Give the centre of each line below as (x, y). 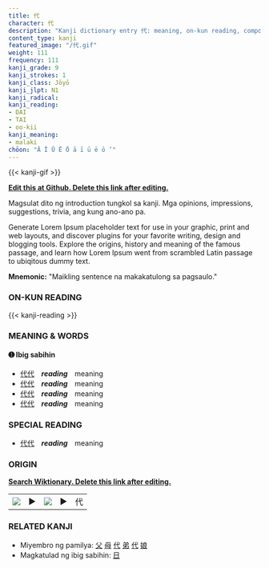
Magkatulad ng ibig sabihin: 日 (70, 555)
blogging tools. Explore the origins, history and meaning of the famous (124, 244)
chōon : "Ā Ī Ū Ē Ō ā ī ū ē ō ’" (62, 150)
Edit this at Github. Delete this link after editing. (88, 188)
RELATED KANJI (40, 526)
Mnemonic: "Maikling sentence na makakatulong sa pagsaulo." (113, 277)
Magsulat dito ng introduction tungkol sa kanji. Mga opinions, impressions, (131, 203)
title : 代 (24, 16)
